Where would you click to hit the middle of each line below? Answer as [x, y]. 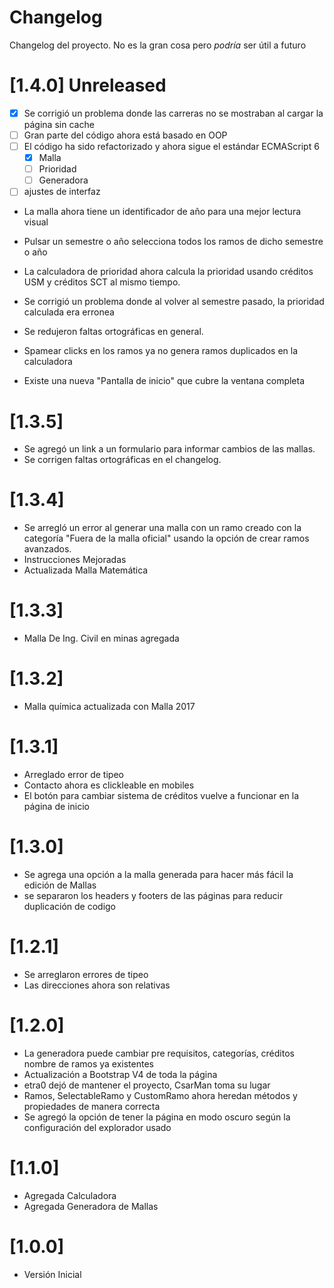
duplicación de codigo [69, 906]
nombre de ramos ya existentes [88, 1063]
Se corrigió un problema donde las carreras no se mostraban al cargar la [173, 113]
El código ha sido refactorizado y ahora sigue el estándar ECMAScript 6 [171, 146]
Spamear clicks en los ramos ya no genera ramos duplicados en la [161, 351]
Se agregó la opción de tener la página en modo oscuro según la [157, 1117]
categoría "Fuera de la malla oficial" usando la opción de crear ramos [166, 538]
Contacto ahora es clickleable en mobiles [109, 785]
